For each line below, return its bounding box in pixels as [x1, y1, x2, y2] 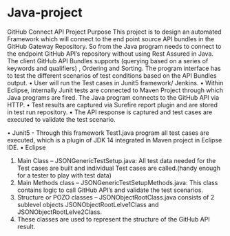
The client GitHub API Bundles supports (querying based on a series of [7, 56, 209, 65]
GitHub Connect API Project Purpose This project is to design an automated [7, 28, 222, 36]
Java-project [7, 5, 83, 21]
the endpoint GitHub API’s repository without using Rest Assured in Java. [7, 50, 214, 58]
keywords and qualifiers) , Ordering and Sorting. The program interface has [7, 64, 222, 72]
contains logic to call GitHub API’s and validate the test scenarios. [17, 186, 203, 194]
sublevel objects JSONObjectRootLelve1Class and [17, 200, 159, 208]
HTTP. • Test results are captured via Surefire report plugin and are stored [7, 100, 218, 109]
